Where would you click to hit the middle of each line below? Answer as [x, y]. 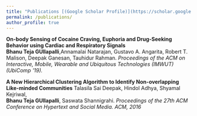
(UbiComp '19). [24, 71]
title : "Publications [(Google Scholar [55, 11]
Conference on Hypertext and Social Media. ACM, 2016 [74, 107]
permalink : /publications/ [39, 17]
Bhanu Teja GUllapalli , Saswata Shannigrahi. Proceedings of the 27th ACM [97, 101]
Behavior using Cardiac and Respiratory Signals [66, 45]
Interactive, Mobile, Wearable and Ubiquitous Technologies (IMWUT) [90, 64]
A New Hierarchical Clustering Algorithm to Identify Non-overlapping [93, 82]
